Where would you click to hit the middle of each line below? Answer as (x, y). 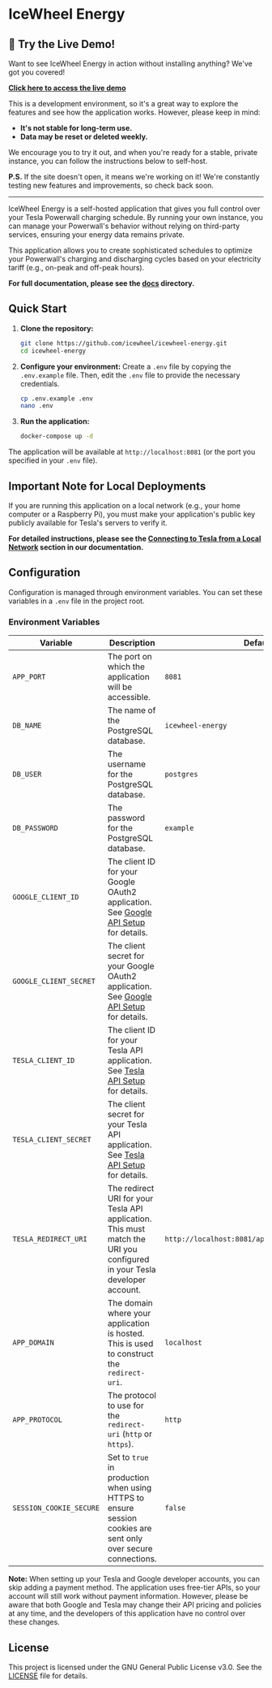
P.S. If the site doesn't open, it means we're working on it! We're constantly (134, 177)
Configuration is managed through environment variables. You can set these (136, 592)
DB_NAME (27, 726)
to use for (125, 1405)
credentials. (40, 383)
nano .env (37, 406)
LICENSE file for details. (48, 1675)
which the (126, 667)
